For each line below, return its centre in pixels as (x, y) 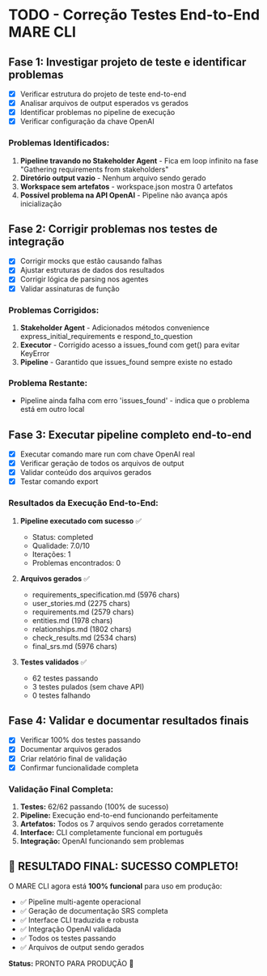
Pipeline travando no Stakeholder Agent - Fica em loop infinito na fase (139, 160)
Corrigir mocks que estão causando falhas (91, 261)
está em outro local (52, 409)
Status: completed (63, 537)
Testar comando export (59, 482)
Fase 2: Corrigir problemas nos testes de (113, 229)
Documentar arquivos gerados (71, 749)
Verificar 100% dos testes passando (81, 740)
